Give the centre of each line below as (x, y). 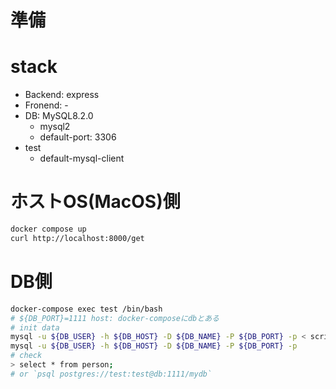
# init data (35, 327)
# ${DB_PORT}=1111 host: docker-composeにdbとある (115, 318)
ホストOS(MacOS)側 (95, 202)
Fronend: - (46, 105)
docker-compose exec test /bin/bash (86, 309)
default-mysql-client (82, 158)
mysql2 (55, 127)
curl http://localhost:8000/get (77, 238)
